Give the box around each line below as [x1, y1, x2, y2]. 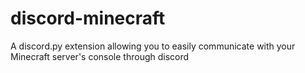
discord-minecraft [10, 7, 166, 30]
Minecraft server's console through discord [10, 50, 190, 62]
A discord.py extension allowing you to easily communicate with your [10, 40, 296, 52]
